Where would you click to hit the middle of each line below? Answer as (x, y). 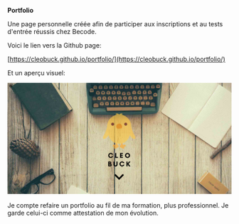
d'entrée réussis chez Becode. (52, 32)
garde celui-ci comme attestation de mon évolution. (83, 213)
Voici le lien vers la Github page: (54, 45)
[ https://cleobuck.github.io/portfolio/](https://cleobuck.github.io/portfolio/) (116, 59)
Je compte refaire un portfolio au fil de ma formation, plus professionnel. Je (118, 206)
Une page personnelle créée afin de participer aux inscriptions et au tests (115, 24)
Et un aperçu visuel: (36, 73)
